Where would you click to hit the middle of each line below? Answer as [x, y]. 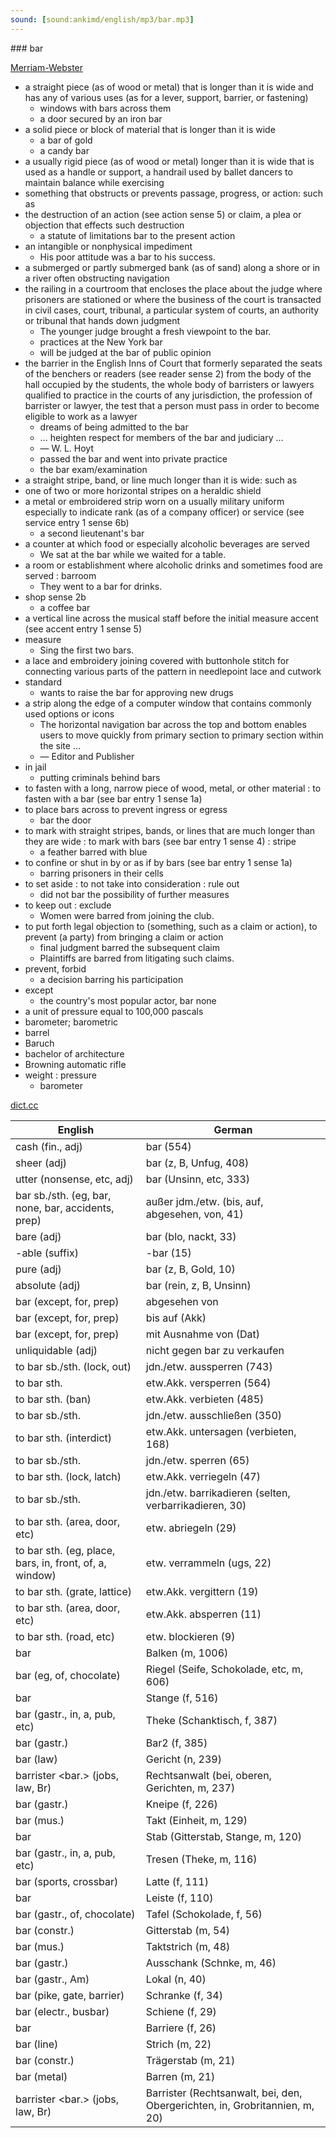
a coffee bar [65, 607]
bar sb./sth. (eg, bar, [63, 1195]
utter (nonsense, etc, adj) [74, 1179]
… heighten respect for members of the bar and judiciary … [161, 437]
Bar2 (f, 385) [176, 1743]
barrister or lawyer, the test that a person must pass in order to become [172, 405]
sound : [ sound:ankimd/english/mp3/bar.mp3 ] [102, 19]
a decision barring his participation [111, 979]
